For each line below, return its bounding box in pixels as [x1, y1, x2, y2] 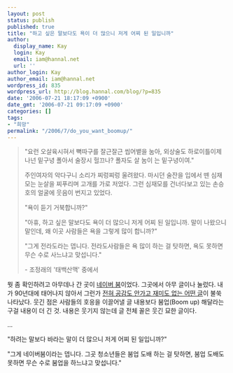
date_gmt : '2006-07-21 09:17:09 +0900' [7, 101, 124, 108]
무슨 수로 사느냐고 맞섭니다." [24, 251, 102, 259]
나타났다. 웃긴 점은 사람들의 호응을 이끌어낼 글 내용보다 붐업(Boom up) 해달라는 [7, 298, 225, 307]
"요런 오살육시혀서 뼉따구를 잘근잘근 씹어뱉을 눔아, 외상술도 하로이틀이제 [24, 148, 223, 156]
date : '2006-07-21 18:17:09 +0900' [7, 95, 111, 102]
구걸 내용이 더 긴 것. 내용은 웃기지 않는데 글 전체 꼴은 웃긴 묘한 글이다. [7, 307, 197, 315]
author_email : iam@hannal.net [7, 75, 96, 83]
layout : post [7, 10, 45, 17]
